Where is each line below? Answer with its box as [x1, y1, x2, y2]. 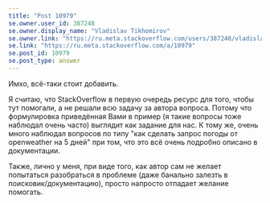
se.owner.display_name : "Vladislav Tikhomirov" [8, 27, 171, 35]
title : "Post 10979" [8, 11, 78, 20]
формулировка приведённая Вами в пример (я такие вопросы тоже [8, 111, 242, 121]
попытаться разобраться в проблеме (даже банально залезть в [8, 170, 228, 180]
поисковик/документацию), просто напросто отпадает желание [8, 178, 229, 188]
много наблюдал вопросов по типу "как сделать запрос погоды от [8, 128, 239, 138]
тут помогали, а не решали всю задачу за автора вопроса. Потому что [8, 102, 252, 113]
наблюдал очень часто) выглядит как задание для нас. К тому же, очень [8, 120, 259, 130]
